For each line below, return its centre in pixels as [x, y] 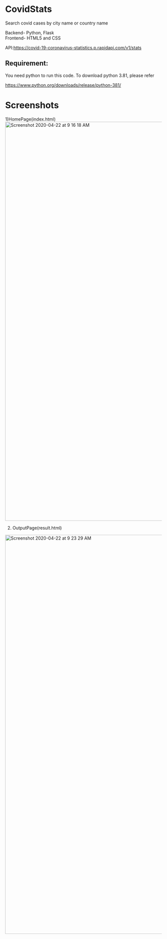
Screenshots [32, 105]
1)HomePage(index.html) [31, 119]
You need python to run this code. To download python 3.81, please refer [80, 75]
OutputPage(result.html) [37, 528]
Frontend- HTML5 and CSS [33, 38]
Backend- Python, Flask [30, 32]
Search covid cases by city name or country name [57, 23]
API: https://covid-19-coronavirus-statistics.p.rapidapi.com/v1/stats [73, 47]
